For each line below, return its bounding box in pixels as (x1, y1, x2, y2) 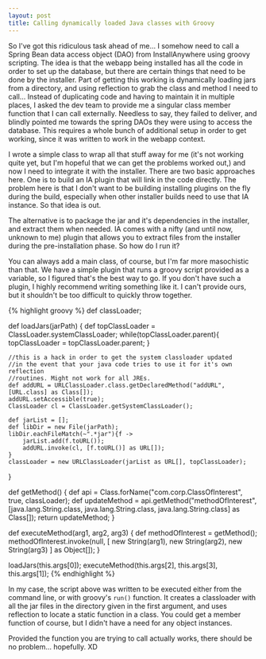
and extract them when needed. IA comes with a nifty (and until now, (8, 224, 233, 233)
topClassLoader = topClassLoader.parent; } (8, 337, 151, 347)
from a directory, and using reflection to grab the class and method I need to (8, 83, 258, 92)
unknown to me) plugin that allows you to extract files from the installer (8, 232, 241, 242)
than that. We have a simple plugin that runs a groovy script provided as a (8, 264, 249, 275)
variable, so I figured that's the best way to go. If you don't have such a (8, 273, 241, 283)
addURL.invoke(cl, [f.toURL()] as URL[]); (22, 443, 165, 452)
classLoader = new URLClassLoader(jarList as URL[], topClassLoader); (8, 458, 247, 466)
